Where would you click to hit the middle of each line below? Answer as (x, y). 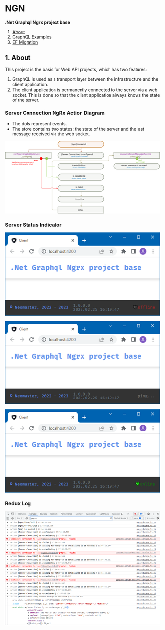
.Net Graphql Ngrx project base (38, 22)
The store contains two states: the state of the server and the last (78, 129)
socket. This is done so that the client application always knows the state (86, 95)
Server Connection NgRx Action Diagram (55, 113)
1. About (18, 58)
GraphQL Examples (32, 37)
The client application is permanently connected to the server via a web (85, 90)
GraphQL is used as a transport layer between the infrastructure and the (85, 79)
